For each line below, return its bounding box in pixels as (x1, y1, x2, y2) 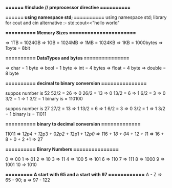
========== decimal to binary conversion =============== (5, 80, 147, 86)
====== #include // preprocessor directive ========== (5, 5, 131, 10)
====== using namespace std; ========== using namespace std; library (5, 14, 167, 20)
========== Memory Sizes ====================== (5, 30, 136, 35)
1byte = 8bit (5, 45, 31, 51)
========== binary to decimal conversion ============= (5, 121, 141, 127)
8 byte (5, 70, 19, 76)
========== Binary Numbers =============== (5, 146, 119, 152)
